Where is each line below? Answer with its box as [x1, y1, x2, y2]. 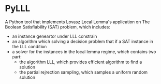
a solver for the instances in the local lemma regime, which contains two [12, 49, 156, 55]
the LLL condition [12, 43, 47, 49]
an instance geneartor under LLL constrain [12, 33, 98, 39]
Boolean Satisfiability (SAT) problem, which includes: [5, 24, 110, 29]
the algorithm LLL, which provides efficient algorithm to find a [19, 59, 142, 65]
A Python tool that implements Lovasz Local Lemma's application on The [5, 19, 150, 25]
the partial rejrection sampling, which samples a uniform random [19, 69, 148, 75]
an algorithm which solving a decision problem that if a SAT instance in [12, 38, 153, 44]
